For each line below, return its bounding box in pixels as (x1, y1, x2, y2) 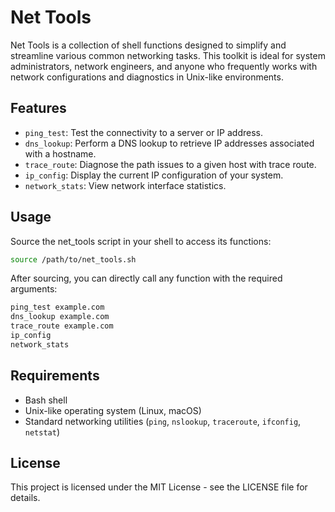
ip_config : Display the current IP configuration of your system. (24, 169, 284, 181)
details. (10, 492, 41, 504)
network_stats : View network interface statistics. (24, 179, 227, 191)
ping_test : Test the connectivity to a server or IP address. (24, 126, 263, 138)
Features (10, 100, 67, 117)
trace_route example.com (10, 321, 114, 331)
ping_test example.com (10, 302, 105, 313)
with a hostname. (24, 147, 97, 160)
